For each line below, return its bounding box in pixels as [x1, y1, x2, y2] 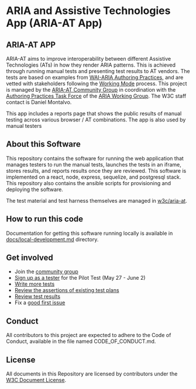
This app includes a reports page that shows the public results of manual [6, 110, 182, 117]
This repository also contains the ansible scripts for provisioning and [6, 179, 171, 186]
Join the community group [14, 268, 79, 275]
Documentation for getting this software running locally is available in [6, 230, 173, 237]
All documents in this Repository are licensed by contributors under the [6, 370, 178, 377]
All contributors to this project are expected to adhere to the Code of [6, 332, 171, 339]
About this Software [6, 139, 81, 150]
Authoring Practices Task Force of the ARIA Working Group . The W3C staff [6, 92, 187, 99]
